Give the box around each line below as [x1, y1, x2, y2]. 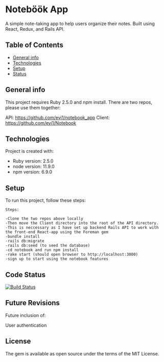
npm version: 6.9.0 [12, 169, 53, 175]
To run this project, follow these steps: [5, 197, 86, 203]
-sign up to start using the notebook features [5, 257, 109, 262]
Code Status [5, 270, 46, 279]
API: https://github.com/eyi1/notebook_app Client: [5, 114, 110, 121]
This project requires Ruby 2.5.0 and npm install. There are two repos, [5, 99, 152, 105]
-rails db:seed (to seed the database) [5, 243, 90, 248]
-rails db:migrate [5, 239, 44, 244]
